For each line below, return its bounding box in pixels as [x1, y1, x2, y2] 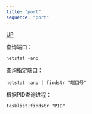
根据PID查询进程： [6, 91, 52, 98]
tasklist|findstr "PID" [6, 103, 66, 109]
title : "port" [6, 8, 42, 15]
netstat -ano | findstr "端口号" [6, 79, 87, 86]
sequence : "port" [6, 14, 50, 20]
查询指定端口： [6, 67, 43, 74]
